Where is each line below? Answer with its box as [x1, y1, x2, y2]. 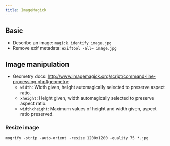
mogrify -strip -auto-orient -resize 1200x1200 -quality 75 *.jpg [5, 135, 149, 140]
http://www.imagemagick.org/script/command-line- [47, 73, 156, 79]
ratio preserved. [20, 111, 54, 118]
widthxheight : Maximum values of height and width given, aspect [20, 106, 157, 112]
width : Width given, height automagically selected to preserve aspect [20, 84, 165, 91]
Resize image [5, 124, 39, 131]
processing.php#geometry [12, 79, 69, 85]
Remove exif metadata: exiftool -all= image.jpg [12, 45, 117, 51]
